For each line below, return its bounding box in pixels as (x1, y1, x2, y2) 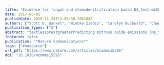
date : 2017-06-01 (5, 12, 41, 17)
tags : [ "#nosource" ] (5, 43, 47, 48)
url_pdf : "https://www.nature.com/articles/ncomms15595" (5, 48, 123, 53)
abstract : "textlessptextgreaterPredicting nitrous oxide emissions (5, 30, 147, 35)
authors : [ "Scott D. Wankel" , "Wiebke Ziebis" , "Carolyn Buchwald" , (5, 21, 147, 26)
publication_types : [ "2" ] (5, 25, 58, 30)
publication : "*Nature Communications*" (5, 39, 89, 44)
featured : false (5, 35, 38, 40)
